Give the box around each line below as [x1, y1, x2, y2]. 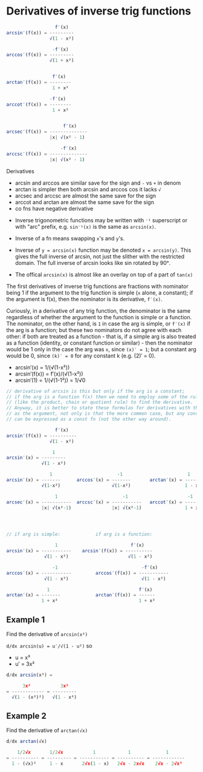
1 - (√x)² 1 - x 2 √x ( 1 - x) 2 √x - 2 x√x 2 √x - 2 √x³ [11, 761, 182, 767]
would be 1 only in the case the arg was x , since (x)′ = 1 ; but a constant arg [6, 345, 196, 353]
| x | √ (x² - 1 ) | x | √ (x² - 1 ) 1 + [41, 505, 193, 511]
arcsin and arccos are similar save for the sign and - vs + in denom [14, 179, 181, 187]
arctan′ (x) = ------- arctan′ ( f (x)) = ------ [6, 592, 155, 598]
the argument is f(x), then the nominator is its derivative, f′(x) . [6, 295, 163, 302]
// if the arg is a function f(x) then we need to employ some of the [6, 394, 188, 400]
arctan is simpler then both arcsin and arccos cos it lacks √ [14, 185, 161, 193]
